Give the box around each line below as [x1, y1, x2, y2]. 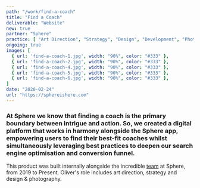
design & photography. [6, 175, 62, 183]
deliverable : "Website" [6, 20, 65, 26]
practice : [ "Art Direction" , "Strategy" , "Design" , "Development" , [6, 36, 180, 42]
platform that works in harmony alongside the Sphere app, [6, 127, 179, 135]
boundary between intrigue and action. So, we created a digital [6, 119, 192, 127]
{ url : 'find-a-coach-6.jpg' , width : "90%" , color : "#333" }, [11, 75, 169, 81]
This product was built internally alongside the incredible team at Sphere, [6, 162, 186, 170]
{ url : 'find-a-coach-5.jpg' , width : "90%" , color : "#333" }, [11, 70, 169, 76]
